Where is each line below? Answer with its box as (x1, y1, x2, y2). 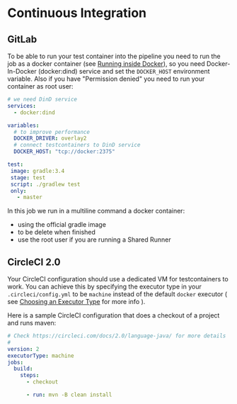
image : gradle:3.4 (10, 167, 65, 174)
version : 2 (7, 345, 40, 352)
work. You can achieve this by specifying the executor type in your (7, 282, 202, 291)
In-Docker (7, 67, 37, 75)
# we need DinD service (7, 96, 78, 103)
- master (16, 193, 42, 201)
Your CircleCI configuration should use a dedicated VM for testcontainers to (7, 275, 229, 284)
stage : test (10, 174, 46, 181)
